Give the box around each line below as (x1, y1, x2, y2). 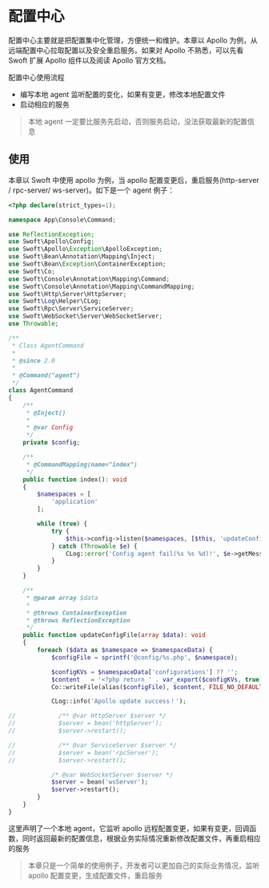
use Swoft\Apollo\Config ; (8, 237, 94, 245)
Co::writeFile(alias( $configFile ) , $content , (50, 683, 206, 691)
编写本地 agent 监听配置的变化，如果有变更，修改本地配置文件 (19, 89, 226, 99)
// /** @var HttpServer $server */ (8, 712, 167, 720)
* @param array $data (26, 594, 98, 602)
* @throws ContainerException (26, 609, 127, 617)
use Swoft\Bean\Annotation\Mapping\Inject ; (8, 253, 156, 261)
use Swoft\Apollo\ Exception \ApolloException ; (8, 245, 163, 253)
